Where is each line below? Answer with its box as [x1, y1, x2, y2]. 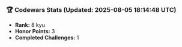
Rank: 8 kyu [14, 21, 45, 29]
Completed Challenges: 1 [14, 34, 79, 41]
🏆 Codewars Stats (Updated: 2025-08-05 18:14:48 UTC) [6, 5, 177, 14]
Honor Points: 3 [14, 28, 55, 35]
